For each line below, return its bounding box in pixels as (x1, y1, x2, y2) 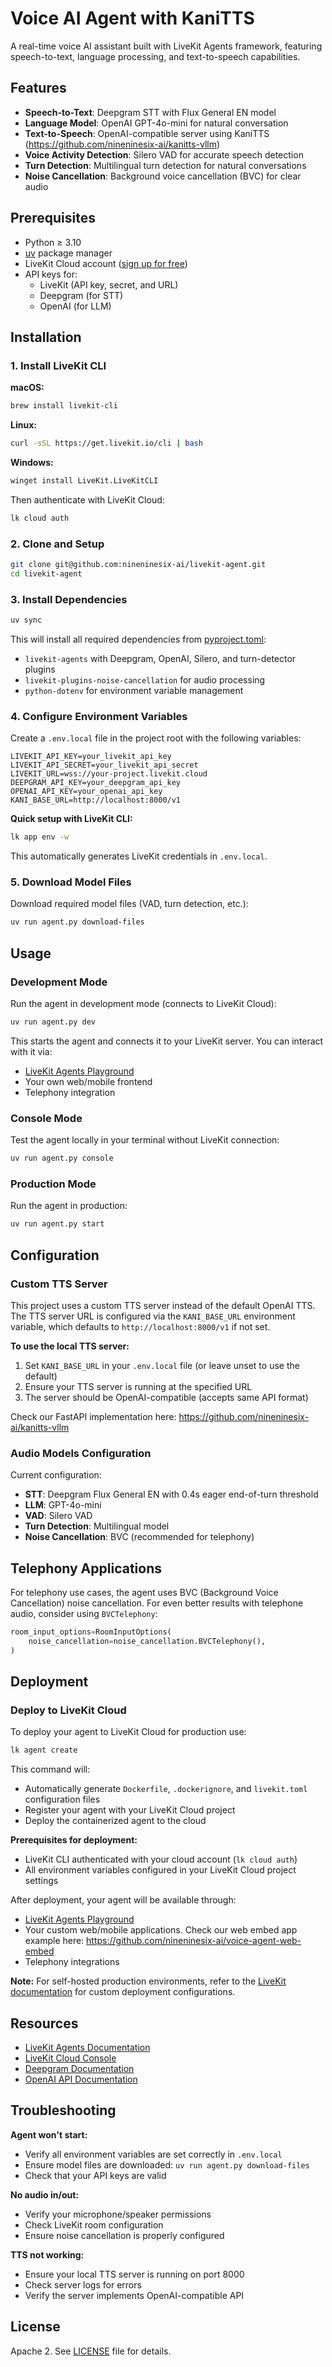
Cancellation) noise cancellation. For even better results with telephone (10, 1597, 304, 1609)
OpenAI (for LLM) (39, 300, 112, 312)
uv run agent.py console (10, 1153, 114, 1164)
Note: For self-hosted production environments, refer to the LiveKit (10, 1975, 287, 1987)
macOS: (10, 382, 45, 394)
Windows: (10, 457, 54, 468)
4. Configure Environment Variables (10, 709, 188, 723)
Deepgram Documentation (24, 2063, 135, 2075)
